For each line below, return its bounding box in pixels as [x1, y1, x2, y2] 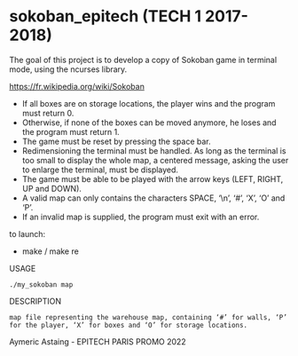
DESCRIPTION [9, 296, 62, 306]
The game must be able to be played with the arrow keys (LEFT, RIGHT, [21, 173, 284, 184]
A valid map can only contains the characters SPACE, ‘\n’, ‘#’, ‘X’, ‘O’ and [21, 193, 286, 203]
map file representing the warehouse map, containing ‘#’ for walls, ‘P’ [9, 312, 288, 321]
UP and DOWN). [21, 183, 82, 194]
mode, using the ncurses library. [9, 64, 128, 75]
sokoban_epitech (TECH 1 [9, 6, 202, 27]
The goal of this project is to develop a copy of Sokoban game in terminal [9, 54, 278, 65]
